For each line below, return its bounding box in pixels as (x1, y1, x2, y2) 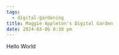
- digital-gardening (12, 15, 64, 21)
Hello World (6, 43, 36, 50)
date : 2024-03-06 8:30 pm (6, 26, 72, 32)
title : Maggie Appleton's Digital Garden (6, 20, 114, 26)
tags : (6, 9, 20, 15)
